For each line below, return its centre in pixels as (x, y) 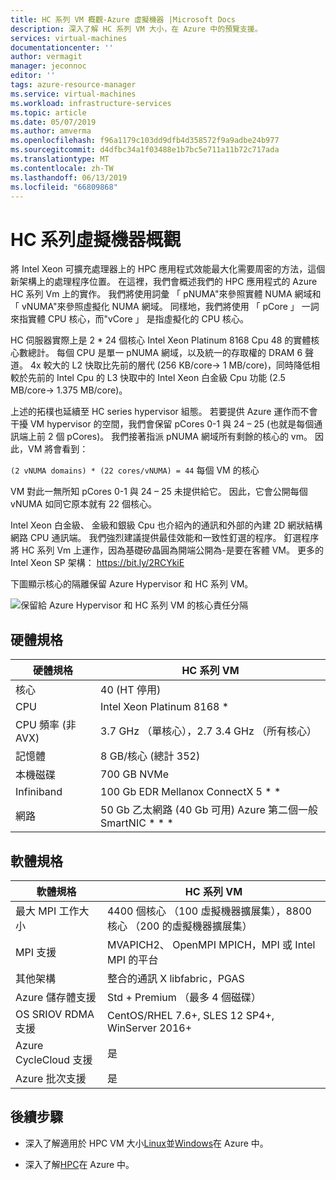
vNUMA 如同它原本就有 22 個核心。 (84, 504)
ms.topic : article (48, 112)
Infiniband (39, 792)
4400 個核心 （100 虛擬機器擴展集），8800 (209, 911)
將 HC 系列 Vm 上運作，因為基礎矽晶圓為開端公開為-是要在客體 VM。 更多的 (167, 550)
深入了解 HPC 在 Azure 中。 (79, 1164)
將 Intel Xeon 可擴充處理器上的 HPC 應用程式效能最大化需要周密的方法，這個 (168, 269)
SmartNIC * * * (137, 823)
